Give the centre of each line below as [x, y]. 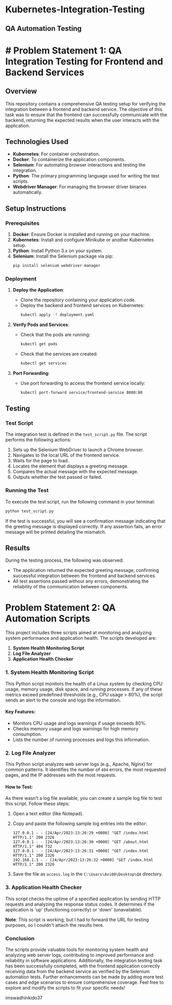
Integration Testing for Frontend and [84, 61]
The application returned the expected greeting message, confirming [86, 570]
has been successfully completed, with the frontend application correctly [83, 966]
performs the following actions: [39, 440]
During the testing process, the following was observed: [65, 560]
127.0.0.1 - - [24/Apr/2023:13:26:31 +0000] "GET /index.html [81, 851]
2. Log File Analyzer [31, 753]
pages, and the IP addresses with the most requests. [61, 775]
